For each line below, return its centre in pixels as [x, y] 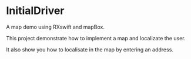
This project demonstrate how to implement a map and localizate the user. [96, 38]
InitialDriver [35, 11]
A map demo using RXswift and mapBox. [55, 27]
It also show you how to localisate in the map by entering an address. [90, 49]
